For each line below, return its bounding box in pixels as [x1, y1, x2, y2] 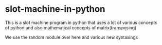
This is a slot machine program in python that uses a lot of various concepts [5, 20, 157, 25]
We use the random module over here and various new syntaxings [5, 34, 138, 40]
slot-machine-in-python [5, 3, 106, 15]
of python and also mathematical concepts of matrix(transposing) [5, 24, 137, 30]
